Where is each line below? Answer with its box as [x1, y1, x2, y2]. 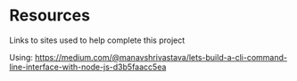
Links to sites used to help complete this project [9, 35, 186, 45]
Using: [9, 52, 34, 62]
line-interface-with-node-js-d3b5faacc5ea [9, 61, 167, 72]
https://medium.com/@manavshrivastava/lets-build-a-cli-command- [35, 52, 288, 62]
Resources [9, 5, 91, 26]
